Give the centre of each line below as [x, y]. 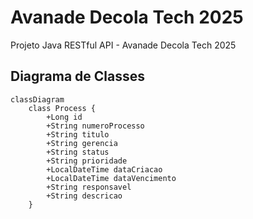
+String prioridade [87, 161]
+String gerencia [82, 143]
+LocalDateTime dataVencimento [111, 178]
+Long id [64, 117]
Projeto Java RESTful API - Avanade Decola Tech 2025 [123, 45]
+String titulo [78, 134]
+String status [78, 152]
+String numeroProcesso [95, 126]
